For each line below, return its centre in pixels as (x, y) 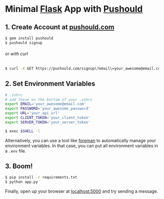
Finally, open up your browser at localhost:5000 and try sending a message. (82, 191)
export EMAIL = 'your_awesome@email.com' (46, 104)
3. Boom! (19, 166)
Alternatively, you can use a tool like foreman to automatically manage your (81, 140)
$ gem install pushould (29, 38)
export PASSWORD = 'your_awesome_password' (48, 109)
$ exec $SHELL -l (23, 131)
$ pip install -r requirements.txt (41, 177)
